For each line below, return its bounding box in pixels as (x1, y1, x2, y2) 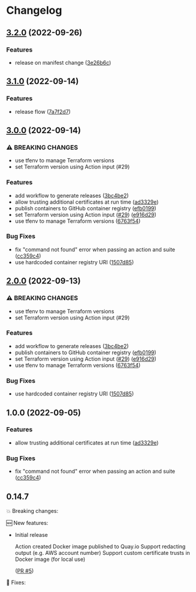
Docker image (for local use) (14, 555, 86, 563)
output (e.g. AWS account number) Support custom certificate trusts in (14, 549, 191, 556)
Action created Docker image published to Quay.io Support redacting (14, 543, 186, 550)
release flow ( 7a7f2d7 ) (14, 108, 71, 115)
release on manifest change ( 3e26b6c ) (14, 59, 111, 66)
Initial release (14, 531, 48, 538)
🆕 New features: (6, 519, 49, 526)
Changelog (6, 4, 62, 17)
